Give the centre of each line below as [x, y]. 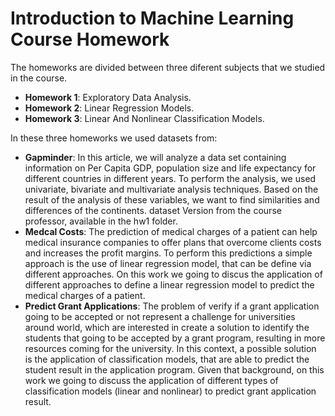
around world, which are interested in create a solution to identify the [167, 327]
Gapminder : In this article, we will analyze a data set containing [155, 157]
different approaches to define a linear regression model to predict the [169, 284]
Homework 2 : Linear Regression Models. [109, 108]
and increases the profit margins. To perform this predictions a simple [168, 253]
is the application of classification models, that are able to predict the [167, 359]
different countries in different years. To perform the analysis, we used [170, 178]
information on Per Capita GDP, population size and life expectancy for [170, 168]
